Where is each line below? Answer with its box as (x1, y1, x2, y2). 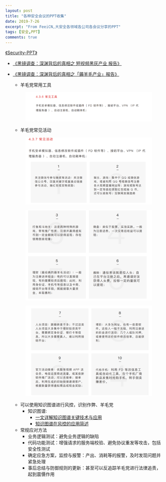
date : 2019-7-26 (5, 19, 39, 24)
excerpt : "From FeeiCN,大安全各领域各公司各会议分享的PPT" (5, 24, 121, 29)
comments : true (5, 35, 37, 40)
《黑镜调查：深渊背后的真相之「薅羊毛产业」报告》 (12, 71, 119, 77)
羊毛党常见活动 (20, 127, 52, 133)
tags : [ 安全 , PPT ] (5, 29, 40, 35)
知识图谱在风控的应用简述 (35, 420, 89, 426)
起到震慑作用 (27, 471, 55, 477)
